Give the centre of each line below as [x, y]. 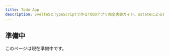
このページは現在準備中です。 [36, 49]
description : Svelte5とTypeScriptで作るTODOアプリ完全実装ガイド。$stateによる [84, 14]
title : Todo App [22, 10]
